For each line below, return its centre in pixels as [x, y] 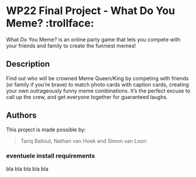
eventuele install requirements [50, 156]
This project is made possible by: [46, 130]
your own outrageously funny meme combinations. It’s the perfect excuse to [98, 91]
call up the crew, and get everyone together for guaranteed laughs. [87, 97]
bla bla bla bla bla [27, 169]
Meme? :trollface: [50, 23]
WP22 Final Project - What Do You [91, 11]
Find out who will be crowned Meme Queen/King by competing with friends [97, 78]
